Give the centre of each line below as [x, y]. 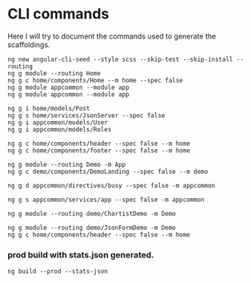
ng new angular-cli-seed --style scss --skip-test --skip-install [120, 59]
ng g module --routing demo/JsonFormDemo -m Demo [92, 228]
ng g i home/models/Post [49, 108]
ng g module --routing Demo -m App [67, 164]
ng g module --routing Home [54, 73]
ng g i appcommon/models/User [58, 122]
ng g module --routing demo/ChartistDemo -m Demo [92, 213]
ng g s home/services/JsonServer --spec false [86, 115]
